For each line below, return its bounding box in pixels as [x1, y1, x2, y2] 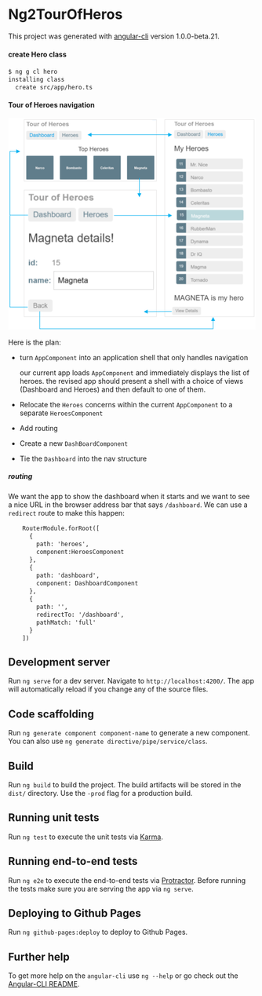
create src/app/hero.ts [15, 84, 93, 92]
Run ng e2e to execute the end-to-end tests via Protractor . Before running [8, 875, 246, 885]
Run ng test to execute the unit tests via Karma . [8, 832, 163, 841]
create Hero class [8, 49, 67, 59]
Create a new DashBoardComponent [19, 438, 128, 448]
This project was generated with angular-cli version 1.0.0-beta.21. [8, 31, 220, 41]
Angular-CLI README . [8, 980, 80, 989]
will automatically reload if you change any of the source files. [8, 684, 209, 694]
